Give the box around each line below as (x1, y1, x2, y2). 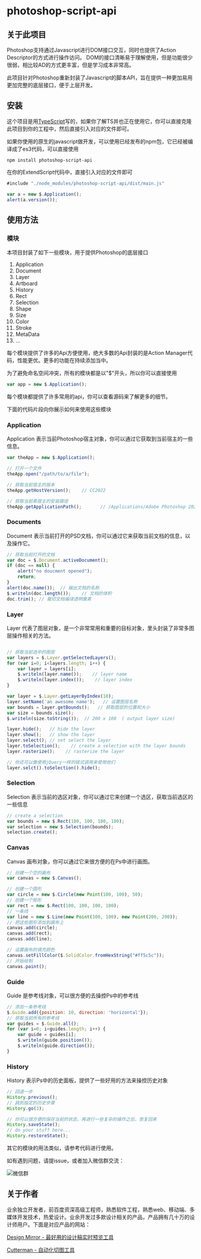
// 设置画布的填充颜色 (7, 947, 55, 953)
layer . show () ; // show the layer (7, 732, 95, 738)
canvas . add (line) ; (7, 936, 52, 942)
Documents (7, 518, 41, 526)
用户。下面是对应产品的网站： (17, 1221, 91, 1228)
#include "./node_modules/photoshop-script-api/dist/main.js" (7, 180, 165, 186)
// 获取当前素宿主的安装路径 (7, 498, 69, 504)
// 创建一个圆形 (7, 886, 42, 892)
